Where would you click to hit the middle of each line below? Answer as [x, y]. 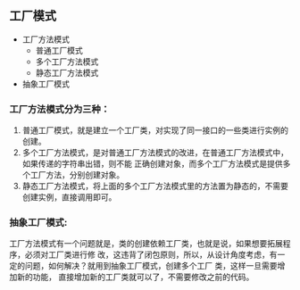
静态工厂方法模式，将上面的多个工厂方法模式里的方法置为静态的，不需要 [155, 186]
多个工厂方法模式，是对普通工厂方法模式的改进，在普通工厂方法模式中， [155, 153]
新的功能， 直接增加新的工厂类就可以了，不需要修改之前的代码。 [135, 277]
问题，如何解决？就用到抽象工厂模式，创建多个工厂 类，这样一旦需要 [151, 266]
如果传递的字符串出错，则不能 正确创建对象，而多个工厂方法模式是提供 [152, 164]
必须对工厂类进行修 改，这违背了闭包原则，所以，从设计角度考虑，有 [151, 255]
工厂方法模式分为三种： [59, 109]
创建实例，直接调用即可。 [69, 197]
